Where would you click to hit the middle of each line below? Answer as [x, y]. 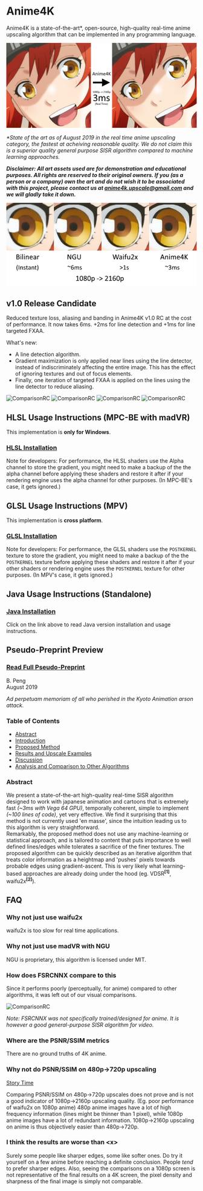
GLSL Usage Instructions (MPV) [67, 505]
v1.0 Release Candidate [51, 304]
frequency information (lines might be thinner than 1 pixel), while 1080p [95, 1113]
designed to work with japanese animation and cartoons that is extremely [98, 802]
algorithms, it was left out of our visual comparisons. [72, 995]
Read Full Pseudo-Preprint [46, 667]
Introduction [30, 740]
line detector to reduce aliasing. [54, 387]
